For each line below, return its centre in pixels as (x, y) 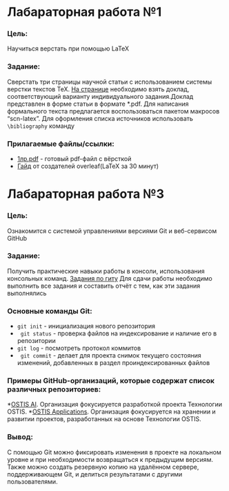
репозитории (37, 341)
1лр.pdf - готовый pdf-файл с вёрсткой (74, 159)
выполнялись (27, 293)
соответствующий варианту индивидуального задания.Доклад (100, 96)
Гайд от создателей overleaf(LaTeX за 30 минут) (88, 166)
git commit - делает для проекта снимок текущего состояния (111, 355)
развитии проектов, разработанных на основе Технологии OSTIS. (104, 419)
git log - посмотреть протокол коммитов (79, 348)
